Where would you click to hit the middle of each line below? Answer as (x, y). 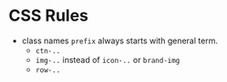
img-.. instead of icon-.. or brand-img (108, 59)
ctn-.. (48, 50)
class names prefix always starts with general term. (119, 41)
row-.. (48, 70)
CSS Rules (48, 16)
